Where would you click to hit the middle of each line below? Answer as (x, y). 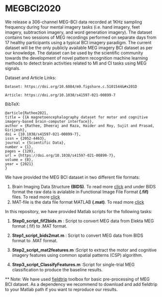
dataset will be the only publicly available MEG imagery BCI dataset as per (79, 48)
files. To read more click (36, 197)
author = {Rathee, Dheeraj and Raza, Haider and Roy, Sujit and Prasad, (80, 126)
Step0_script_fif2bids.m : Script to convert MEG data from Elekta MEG (83, 221)
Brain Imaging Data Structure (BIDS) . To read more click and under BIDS (84, 186)
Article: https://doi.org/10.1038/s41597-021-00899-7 (60, 95)
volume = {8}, (19, 160)
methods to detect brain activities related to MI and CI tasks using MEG (76, 63)
